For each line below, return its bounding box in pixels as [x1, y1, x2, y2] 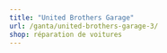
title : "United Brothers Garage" [9, 13, 135, 22]
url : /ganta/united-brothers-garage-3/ [9, 22, 159, 31]
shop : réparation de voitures [9, 30, 123, 39]
